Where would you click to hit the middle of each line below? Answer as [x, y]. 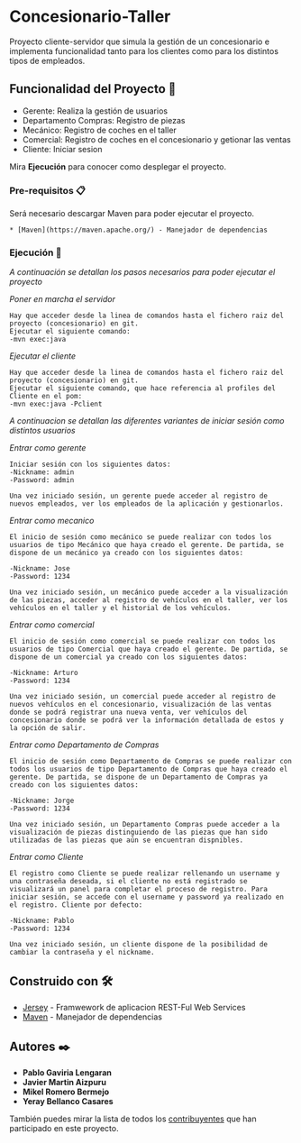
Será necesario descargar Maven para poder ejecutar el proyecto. [132, 214]
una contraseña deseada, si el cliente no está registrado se [128, 882]
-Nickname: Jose [40, 569]
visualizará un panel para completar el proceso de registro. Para [139, 890]
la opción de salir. [48, 728]
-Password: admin [42, 480]
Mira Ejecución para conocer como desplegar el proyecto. [118, 166]
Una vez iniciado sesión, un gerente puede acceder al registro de [139, 496]
